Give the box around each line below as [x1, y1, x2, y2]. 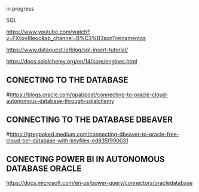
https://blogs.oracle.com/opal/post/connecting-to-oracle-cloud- [9, 91, 169, 98]
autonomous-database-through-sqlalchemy [6, 97, 115, 104]
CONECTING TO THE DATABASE [6, 75, 128, 86]
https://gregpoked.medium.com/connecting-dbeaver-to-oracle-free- [9, 130, 179, 138]
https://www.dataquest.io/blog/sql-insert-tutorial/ [6, 46, 128, 53]
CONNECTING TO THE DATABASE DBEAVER [6, 115, 173, 125]
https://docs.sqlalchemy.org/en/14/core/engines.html [6, 58, 137, 65]
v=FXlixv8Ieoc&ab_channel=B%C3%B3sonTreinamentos [6, 35, 146, 41]
